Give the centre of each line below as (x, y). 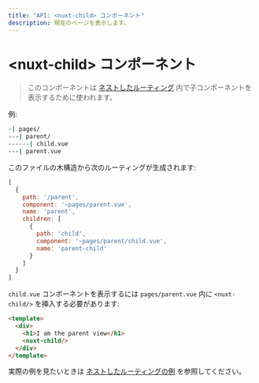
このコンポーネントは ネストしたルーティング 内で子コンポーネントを (139, 88)
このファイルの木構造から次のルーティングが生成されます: (102, 167)
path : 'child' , (61, 234)
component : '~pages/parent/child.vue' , (102, 241)
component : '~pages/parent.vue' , (77, 205)
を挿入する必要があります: (78, 304)
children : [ (42, 219)
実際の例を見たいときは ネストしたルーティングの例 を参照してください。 (127, 371)
